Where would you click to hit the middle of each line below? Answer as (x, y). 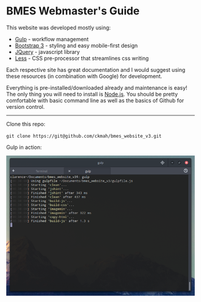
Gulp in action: (24, 147)
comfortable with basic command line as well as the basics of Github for (95, 100)
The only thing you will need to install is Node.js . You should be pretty (92, 94)
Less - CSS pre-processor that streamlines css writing (82, 58)
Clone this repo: (26, 124)
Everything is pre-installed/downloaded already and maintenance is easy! (97, 87)
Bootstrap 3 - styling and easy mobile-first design (76, 45)
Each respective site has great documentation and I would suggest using (96, 69)
